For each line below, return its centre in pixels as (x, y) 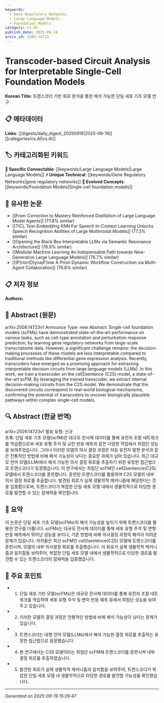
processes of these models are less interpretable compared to (83, 353)
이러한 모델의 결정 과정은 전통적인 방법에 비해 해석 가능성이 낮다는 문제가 (88, 617)
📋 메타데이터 (24, 119)
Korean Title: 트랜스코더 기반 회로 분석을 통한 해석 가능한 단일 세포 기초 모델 (78, 96)
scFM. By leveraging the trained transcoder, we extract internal (83, 379)
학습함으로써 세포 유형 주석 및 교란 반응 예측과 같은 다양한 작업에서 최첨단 (80, 444)
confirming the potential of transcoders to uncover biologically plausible (77, 395)
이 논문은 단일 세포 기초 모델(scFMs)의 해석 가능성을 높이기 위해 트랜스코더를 (78, 522)
